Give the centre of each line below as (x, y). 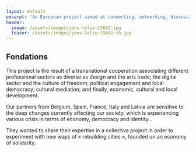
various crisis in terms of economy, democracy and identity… (79, 119)
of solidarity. (21, 143)
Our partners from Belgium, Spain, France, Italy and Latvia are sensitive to (95, 107)
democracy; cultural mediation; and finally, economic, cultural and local (92, 89)
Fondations (27, 57)
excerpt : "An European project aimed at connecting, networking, (87, 17)
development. (22, 95)
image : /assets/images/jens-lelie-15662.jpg (66, 28)
